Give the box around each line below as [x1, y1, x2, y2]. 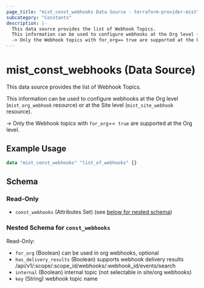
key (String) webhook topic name [15, 275, 98, 282]
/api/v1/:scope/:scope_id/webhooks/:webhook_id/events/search [15, 262, 176, 269]
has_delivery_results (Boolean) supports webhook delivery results [15, 255, 184, 263]
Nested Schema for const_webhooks [6, 224, 110, 232]
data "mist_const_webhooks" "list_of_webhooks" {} [6, 159, 137, 166]
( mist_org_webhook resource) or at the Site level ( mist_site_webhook [6, 101, 174, 109]
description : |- [6, 20, 47, 26]
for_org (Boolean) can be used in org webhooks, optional [15, 249, 159, 256]
